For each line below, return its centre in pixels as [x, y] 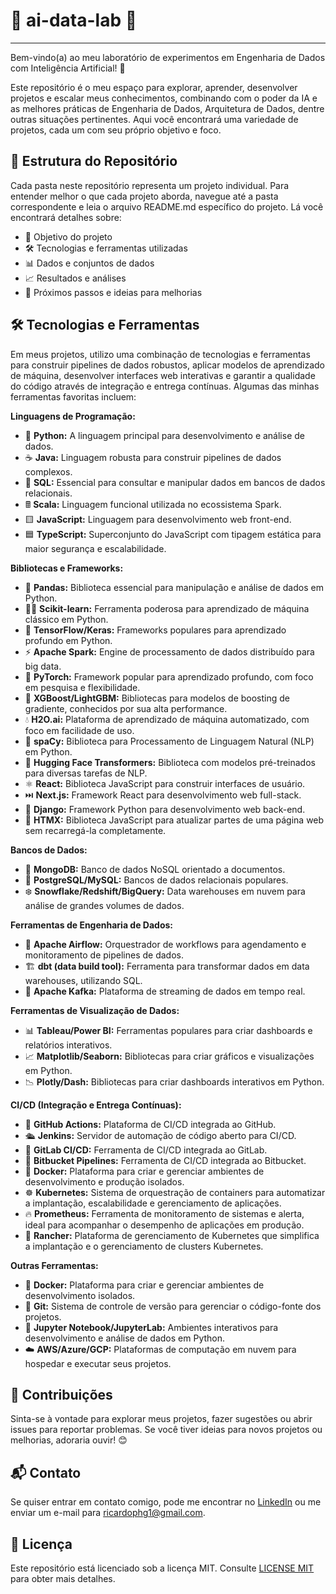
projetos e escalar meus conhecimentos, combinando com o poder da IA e [164, 98]
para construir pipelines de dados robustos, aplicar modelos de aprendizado [167, 365]
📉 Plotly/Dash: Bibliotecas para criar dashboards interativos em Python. [174, 1081]
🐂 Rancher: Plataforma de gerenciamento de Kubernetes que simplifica [172, 1235]
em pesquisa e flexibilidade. [82, 687]
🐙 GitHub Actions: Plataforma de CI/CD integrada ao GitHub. [150, 1124]
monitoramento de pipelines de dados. [104, 955]
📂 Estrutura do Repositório [94, 161]
